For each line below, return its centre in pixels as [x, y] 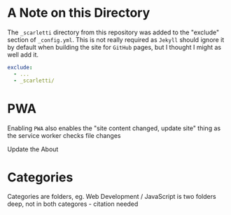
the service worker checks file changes [64, 135]
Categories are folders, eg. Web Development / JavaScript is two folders [112, 197]
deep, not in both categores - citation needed [73, 204]
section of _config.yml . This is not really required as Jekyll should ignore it [116, 39]
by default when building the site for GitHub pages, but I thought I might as [114, 47]
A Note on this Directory [79, 13]
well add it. [23, 55]
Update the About [33, 149]
